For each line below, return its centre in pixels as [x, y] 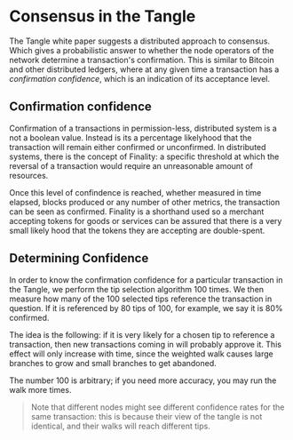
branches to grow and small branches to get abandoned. [113, 363]
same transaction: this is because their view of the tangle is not [146, 416]
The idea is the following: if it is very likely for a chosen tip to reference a [142, 334]
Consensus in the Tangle [103, 16]
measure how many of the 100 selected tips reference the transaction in [141, 299]
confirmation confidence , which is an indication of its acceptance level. [140, 78]
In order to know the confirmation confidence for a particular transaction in [146, 280]
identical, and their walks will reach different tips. [120, 426]
